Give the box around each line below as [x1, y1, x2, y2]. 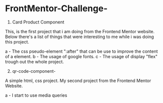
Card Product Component [12, 19, 65, 25]
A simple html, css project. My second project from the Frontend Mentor [5, 78, 151, 83]
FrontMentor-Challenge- [5, 3, 108, 14]
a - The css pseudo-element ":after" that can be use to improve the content [5, 48, 158, 54]
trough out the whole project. [5, 59, 64, 64]
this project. [5, 39, 29, 44]
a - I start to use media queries [5, 92, 67, 98]
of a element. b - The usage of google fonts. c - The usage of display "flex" [5, 53, 158, 59]
